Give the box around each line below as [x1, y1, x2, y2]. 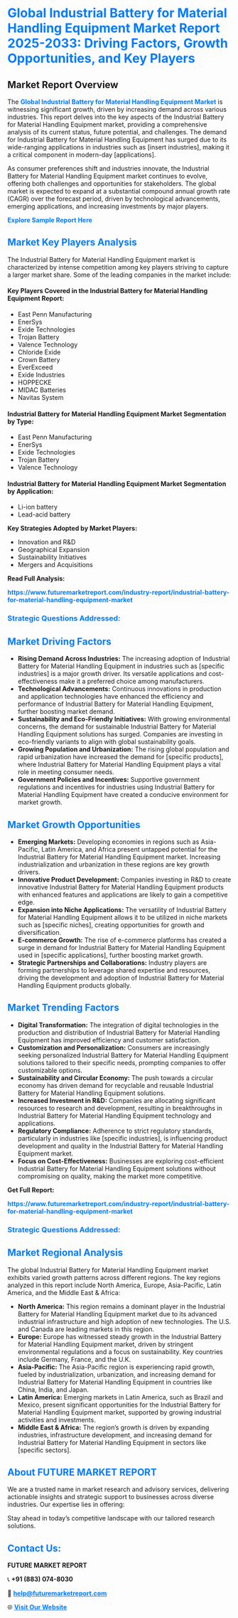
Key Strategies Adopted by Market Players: [7, 524, 138, 533]
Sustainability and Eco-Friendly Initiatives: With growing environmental [17, 715, 231, 724]
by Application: [7, 487, 54, 495]
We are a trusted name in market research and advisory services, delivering [7, 1485, 229, 1493]
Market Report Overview [7, 78, 119, 90]
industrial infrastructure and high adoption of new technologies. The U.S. [17, 1317, 232, 1326]
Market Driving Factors [7, 635, 112, 647]
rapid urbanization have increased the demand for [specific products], [17, 753, 224, 761]
